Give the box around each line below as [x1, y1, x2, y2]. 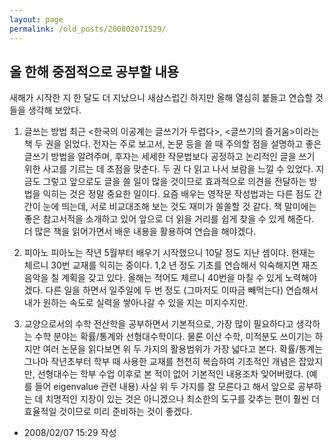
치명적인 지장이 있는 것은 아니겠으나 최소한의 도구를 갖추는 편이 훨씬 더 [45, 393, 321, 405]
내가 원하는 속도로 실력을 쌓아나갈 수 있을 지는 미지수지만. [23, 297, 249, 309]
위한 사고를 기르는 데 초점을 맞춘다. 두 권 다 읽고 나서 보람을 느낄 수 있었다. [23, 163, 314, 175]
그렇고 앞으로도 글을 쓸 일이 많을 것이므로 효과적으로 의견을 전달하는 [42, 176, 307, 188]
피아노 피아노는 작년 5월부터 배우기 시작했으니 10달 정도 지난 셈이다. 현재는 [23, 247, 316, 259]
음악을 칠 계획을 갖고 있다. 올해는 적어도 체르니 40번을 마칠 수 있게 [23, 272, 283, 284]
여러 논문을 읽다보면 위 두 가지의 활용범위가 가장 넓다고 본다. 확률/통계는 [42, 343, 324, 355]
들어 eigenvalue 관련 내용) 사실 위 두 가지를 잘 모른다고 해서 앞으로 [34, 381, 296, 393]
